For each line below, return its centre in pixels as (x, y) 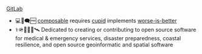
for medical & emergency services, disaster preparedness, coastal (98, 38)
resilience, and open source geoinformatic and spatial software (94, 45)
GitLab (15, 9)
